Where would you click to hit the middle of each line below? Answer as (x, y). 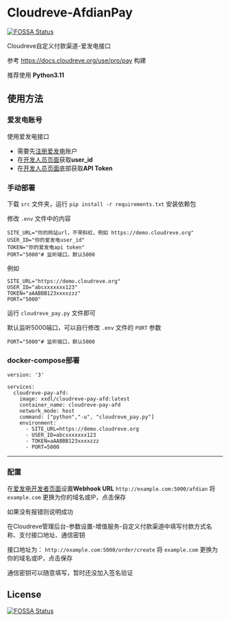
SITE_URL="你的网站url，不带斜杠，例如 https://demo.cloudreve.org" (101, 233)
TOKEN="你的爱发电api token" (46, 247)
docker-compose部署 (43, 360)
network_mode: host (47, 411)
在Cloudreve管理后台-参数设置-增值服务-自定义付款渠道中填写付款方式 (107, 526)
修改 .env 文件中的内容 (39, 218)
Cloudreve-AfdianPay (70, 13)
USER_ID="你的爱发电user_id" (46, 240)
